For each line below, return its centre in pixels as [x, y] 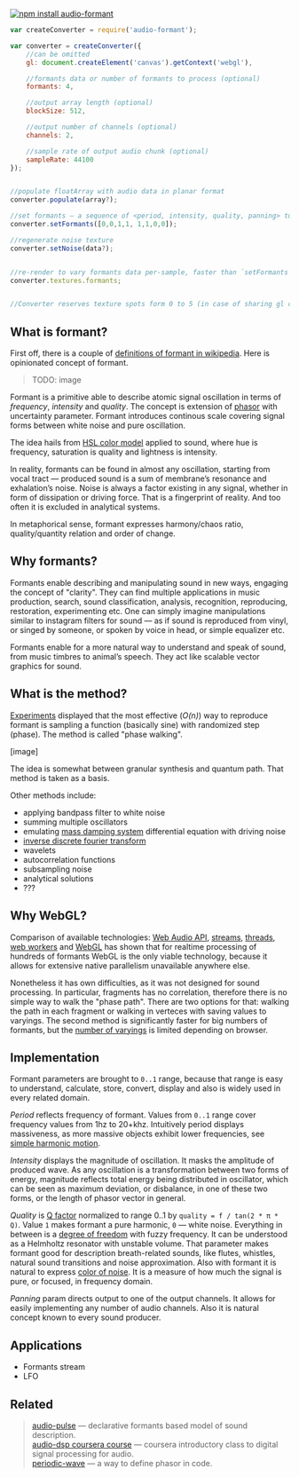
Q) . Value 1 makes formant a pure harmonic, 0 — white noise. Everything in [146, 1225]
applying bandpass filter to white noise [94, 812]
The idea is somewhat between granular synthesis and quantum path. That [147, 769]
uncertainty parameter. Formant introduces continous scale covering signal [147, 416]
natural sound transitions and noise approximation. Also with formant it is [143, 1263]
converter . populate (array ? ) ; [64, 200]
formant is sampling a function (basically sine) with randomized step [135, 724]
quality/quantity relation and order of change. [93, 533]
